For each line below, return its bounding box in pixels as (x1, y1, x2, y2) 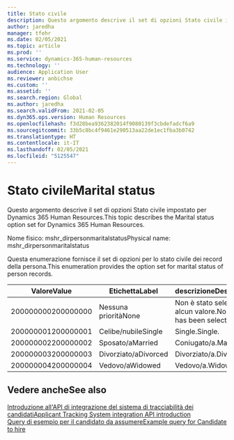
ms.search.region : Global (7, 95, 82, 102)
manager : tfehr (7, 29, 52, 37)
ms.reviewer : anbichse (7, 74, 73, 82)
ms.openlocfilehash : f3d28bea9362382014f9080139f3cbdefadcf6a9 (7, 120, 195, 127)
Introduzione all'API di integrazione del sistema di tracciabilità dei (7, 402, 194, 411)
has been (175, 315, 205, 324)
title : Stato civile (7, 10, 68, 17)
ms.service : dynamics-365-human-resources (7, 56, 132, 63)
